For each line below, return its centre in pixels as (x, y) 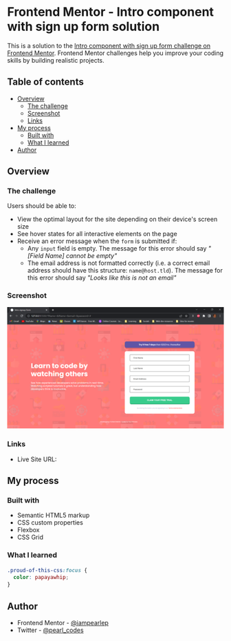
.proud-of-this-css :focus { (47, 570)
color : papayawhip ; (41, 578)
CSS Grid (30, 537)
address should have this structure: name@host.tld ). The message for (125, 271)
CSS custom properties (50, 523)
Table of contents (45, 82)
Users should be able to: (42, 206)
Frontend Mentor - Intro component (111, 12)
